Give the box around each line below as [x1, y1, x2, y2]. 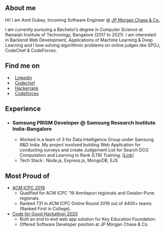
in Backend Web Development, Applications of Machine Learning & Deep [5, 37, 153, 43]
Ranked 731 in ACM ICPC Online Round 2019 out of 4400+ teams [19, 201, 152, 206]
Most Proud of [5, 172, 50, 180]
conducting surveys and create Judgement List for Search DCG [19, 147, 149, 153]
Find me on [5, 61, 40, 70]
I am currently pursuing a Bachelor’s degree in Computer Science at [5, 27, 143, 32]
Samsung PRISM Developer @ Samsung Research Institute [12, 119, 156, 126]
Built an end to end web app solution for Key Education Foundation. [19, 216, 157, 222]
